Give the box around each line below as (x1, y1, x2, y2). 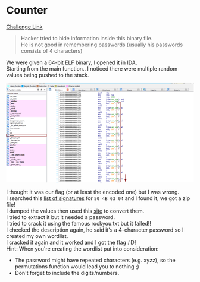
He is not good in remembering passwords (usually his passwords (20, 41, 183, 48)
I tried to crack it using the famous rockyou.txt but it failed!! (6, 220, 152, 227)
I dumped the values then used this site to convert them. (6, 207, 145, 214)
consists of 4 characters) (20, 47, 83, 54)
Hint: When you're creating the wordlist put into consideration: (6, 245, 159, 252)
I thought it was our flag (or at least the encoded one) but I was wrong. (6, 188, 180, 196)
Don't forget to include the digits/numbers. (14, 270, 120, 277)
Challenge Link (6, 23, 43, 30)
